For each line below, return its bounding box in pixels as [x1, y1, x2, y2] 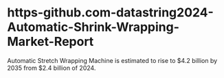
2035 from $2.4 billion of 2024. [7, 64, 96, 72]
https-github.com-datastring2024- [7, 5, 214, 21]
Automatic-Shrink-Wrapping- [7, 19, 180, 35]
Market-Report [7, 34, 94, 49]
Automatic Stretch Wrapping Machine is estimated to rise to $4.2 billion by [7, 56, 218, 64]
